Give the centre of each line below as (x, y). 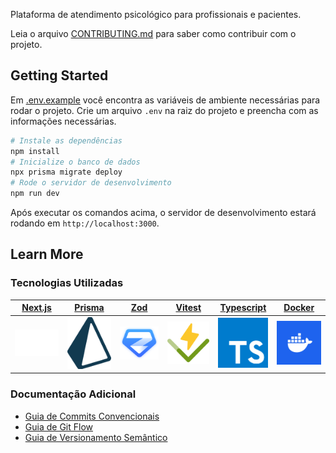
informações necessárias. (63, 121)
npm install (35, 151)
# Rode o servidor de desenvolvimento (91, 183)
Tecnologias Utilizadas (67, 283)
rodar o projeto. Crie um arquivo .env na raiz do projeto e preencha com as (164, 110)
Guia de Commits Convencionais (92, 416)
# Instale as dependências (66, 140)
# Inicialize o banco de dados (75, 162)
